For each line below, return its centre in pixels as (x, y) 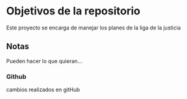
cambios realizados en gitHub (43, 90)
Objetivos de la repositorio (73, 11)
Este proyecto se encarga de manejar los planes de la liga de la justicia (93, 28)
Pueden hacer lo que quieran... (44, 61)
